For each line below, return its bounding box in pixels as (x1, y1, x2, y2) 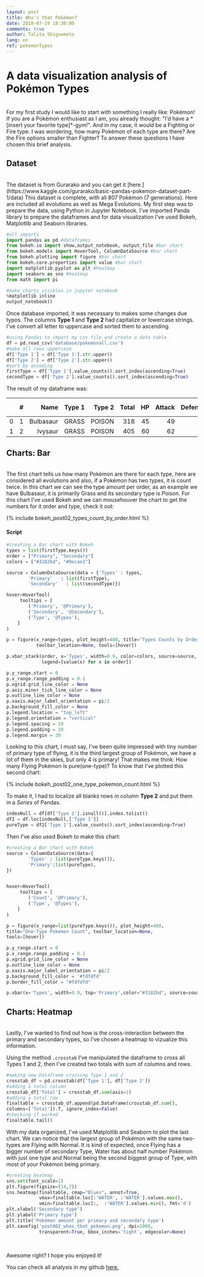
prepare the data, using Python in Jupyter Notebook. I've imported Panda (6, 207, 190, 214)
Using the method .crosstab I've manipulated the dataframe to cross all (6, 1054, 185, 1061)
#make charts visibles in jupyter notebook (6, 287, 118, 293)
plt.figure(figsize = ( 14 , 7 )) (6, 1183, 78, 1190)
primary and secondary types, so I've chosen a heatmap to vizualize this (6, 1036, 188, 1043)
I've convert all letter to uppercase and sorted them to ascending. (6, 323, 170, 330)
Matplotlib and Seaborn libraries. (6, 219, 88, 227)
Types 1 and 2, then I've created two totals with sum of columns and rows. (6, 1061, 192, 1068)
